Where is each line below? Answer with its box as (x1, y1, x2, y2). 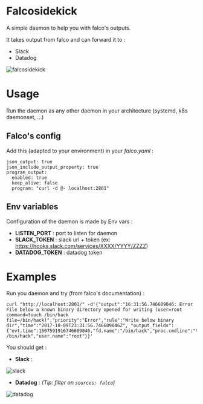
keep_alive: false (11, 180, 59, 186)
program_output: (6, 169, 47, 175)
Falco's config (6, 131, 62, 142)
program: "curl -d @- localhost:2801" (11, 185, 110, 191)
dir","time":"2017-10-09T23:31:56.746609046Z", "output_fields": (6, 322, 174, 329)
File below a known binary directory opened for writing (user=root (6, 307, 182, 313)
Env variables (6, 201, 59, 212)
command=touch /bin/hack (6, 312, 69, 318)
